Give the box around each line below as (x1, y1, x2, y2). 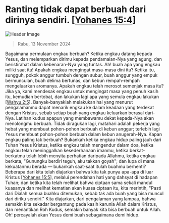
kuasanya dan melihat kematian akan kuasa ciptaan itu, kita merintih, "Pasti (5, 185, 161, 191)
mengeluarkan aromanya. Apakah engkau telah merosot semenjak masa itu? (5, 82, 164, 89)
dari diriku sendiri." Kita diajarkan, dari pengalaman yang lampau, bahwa (5, 196, 156, 202)
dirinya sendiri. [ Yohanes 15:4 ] (5, 14, 136, 26)
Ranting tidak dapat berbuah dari (5, 4, 146, 15)
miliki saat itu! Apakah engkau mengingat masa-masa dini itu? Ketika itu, (5, 67, 155, 73)
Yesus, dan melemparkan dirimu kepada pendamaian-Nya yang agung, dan (5, 56, 162, 62)
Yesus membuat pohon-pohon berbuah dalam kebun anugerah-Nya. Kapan (5, 131, 162, 137)
